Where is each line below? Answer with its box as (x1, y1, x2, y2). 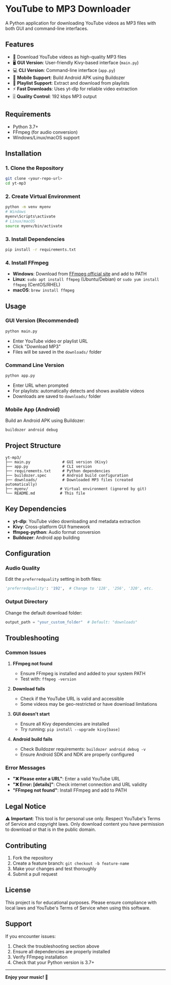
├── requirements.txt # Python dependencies (5, 468, 110, 474)
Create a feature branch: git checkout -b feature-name (12, 860, 130, 867)
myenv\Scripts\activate (5, 214, 56, 219)
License (5, 886, 31, 895)
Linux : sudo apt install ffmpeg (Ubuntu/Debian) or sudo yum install (12, 276, 159, 282)
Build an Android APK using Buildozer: (5, 417, 85, 424)
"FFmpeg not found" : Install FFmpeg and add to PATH (12, 787, 127, 794)
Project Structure (5, 441, 61, 450)
